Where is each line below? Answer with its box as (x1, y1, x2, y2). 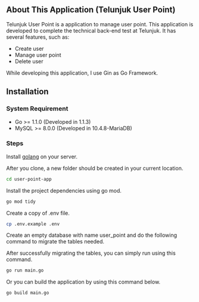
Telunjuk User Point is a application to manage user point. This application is (6, 20, 194, 28)
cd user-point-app (6, 176, 52, 182)
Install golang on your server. (6, 152, 77, 160)
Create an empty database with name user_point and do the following (6, 231, 178, 239)
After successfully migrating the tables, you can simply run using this (6, 249, 176, 257)
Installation (6, 87, 49, 97)
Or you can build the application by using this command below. (6, 278, 161, 286)
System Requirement (6, 105, 69, 113)
